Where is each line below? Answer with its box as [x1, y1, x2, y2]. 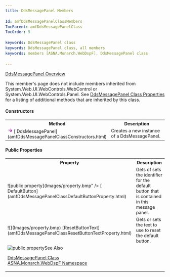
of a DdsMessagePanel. [111, 133, 161, 139]
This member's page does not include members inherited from [5, 80, 136, 86]
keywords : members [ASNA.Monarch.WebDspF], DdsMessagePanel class [5, 51, 148, 56]
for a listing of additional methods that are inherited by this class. [5, 97, 141, 103]
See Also [44, 245, 63, 251]
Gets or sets [136, 216, 161, 222]
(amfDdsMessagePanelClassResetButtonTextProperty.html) [7, 230, 132, 236]
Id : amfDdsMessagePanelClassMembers [5, 19, 82, 24]
